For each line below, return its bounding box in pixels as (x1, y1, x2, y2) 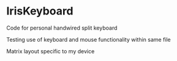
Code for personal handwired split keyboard (6, 24, 118, 31)
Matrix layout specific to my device (6, 47, 95, 55)
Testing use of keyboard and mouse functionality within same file (6, 36, 171, 43)
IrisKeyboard (6, 4, 73, 18)
